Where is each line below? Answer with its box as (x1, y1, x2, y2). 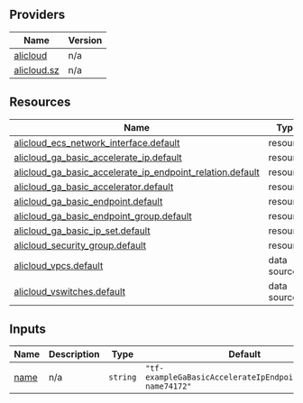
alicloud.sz (14, 63, 60, 76)
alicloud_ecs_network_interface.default (14, 136, 180, 149)
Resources (9, 95, 71, 110)
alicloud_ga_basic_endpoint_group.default (14, 209, 192, 222)
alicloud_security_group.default (14, 239, 147, 252)
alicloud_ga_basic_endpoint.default (14, 195, 163, 207)
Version (68, 33, 103, 46)
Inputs (9, 322, 47, 337)
